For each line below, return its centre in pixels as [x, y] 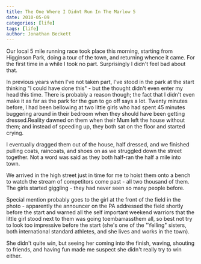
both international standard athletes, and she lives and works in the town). [98, 232]
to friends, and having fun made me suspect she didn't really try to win [94, 250]
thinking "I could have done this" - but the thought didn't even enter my [95, 88]
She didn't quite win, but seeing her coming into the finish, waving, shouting [100, 243]
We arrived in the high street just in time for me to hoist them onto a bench [98, 175]
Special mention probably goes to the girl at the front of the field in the [94, 200]
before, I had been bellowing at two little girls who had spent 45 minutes [96, 107]
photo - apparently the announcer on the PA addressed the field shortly [95, 206]
